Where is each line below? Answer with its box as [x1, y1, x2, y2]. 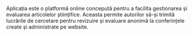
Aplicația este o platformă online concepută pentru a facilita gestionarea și [6, 5, 188, 12]
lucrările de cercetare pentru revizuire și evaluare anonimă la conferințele [6, 17, 185, 24]
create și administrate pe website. [6, 23, 89, 30]
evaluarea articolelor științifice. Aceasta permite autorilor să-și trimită [6, 11, 175, 18]
